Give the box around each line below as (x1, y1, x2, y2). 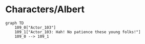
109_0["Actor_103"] (14, 25, 56, 30)
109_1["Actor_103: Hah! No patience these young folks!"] (14, 29, 141, 34)
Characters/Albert (5, 4, 85, 15)
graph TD (5, 20, 24, 26)
